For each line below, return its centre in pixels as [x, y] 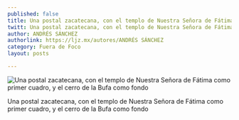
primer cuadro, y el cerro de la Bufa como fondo [78, 109]
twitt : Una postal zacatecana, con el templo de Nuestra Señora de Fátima [121, 27]
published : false [33, 14]
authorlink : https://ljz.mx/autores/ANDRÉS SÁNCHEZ [85, 40]
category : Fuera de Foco [44, 47]
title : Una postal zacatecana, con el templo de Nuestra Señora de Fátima [121, 21]
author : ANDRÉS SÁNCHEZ [43, 34]
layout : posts [28, 54]
